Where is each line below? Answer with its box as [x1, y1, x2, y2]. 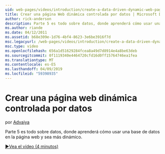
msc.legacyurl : [5, 39, 36, 44]
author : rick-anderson [5, 16, 52, 21]
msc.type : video [5, 44, 38, 49]
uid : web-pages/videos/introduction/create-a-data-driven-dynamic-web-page [5, 7, 164, 12]
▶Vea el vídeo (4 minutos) [5, 143, 59, 149]
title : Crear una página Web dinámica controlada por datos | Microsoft [5, 12, 157, 17]
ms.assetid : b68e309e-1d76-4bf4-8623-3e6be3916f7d [5, 35, 111, 40]
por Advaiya [5, 119, 30, 125]
